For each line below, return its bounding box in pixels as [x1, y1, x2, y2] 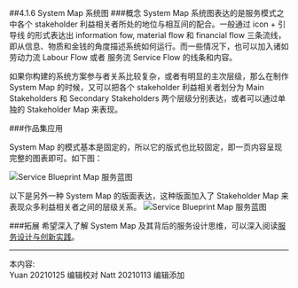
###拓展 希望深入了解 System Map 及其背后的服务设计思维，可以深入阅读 [9, 221, 278, 230]
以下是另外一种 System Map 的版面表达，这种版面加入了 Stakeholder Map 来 [9, 191, 289, 201]
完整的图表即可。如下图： [9, 153, 103, 163]
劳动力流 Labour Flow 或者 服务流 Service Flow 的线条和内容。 [9, 52, 238, 62]
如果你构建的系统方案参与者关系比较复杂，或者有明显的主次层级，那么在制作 [9, 71, 289, 82]
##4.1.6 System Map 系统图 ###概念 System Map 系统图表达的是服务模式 [9, 8, 277, 18]
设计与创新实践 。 [16, 231, 80, 242]
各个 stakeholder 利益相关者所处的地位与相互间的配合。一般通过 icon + [16, 19, 277, 29]
